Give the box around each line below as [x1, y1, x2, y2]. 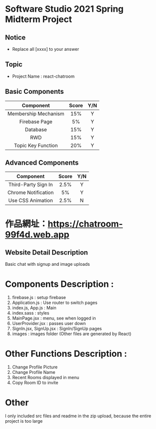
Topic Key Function [14, 142, 58, 149]
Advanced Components [5, 159, 79, 167]
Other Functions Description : [5, 348, 127, 359]
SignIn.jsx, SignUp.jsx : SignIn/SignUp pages [12, 326, 102, 332]
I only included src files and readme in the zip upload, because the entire [5, 413, 152, 419]
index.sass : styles [12, 310, 50, 316]
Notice [5, 33, 26, 42]
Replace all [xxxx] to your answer [12, 46, 79, 52]
